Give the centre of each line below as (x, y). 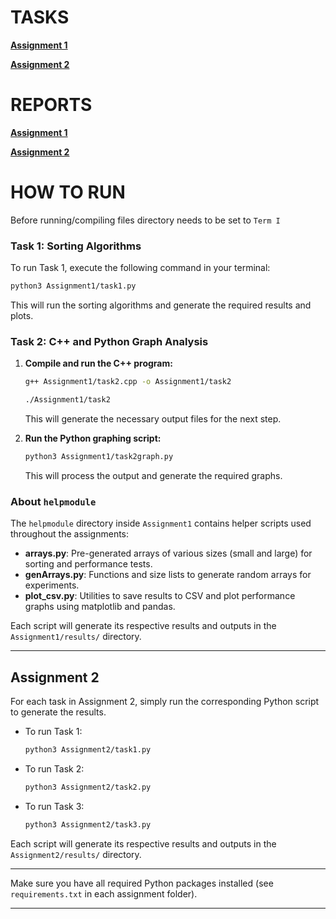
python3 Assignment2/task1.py (88, 750)
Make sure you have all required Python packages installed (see (142, 883)
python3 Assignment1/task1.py (73, 286)
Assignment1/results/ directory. (76, 637)
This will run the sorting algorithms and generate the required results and (161, 305)
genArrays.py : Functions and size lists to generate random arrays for (168, 575)
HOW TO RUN (68, 192)
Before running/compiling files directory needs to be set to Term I (145, 220)
